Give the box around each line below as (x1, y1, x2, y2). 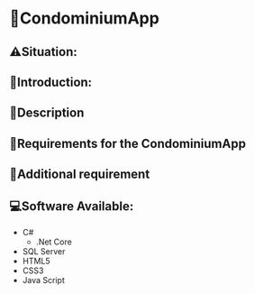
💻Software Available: (9, 198, 134, 214)
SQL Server (22, 245, 66, 256)
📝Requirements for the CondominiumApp (9, 135, 246, 152)
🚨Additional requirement (9, 167, 150, 182)
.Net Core (35, 236, 72, 247)
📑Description (9, 106, 85, 121)
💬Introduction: (9, 74, 93, 89)
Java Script (22, 274, 65, 285)
